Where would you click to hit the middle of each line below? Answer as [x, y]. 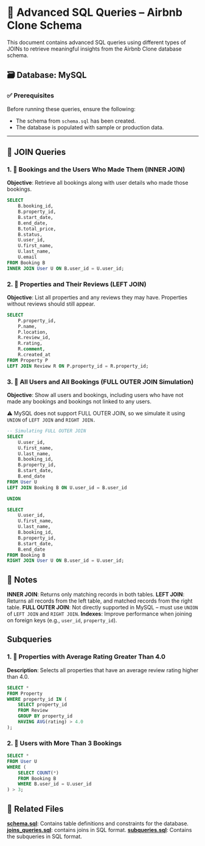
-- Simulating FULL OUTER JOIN [47, 431]
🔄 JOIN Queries [36, 152]
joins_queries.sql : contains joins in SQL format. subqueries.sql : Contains [99, 830]
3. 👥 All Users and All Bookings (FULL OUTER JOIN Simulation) [100, 382]
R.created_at [34, 355]
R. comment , [32, 349]
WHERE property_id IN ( [37, 699]
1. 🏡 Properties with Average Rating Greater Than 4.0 [86, 657]
